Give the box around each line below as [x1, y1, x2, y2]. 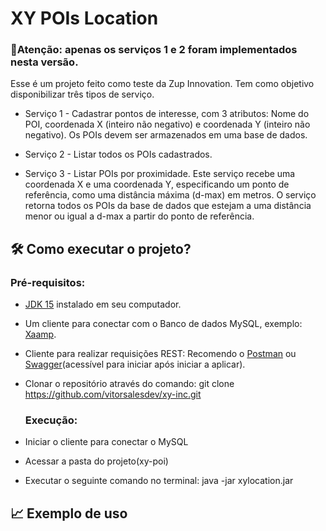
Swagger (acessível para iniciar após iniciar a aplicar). [24, 358, 246, 371]
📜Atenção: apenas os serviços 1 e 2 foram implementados [10, 43, 298, 57]
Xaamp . [24, 328, 57, 341]
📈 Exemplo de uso [10, 505, 128, 522]
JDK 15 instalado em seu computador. [24, 298, 182, 311]
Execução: [24, 413, 78, 427]
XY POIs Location [10, 7, 159, 30]
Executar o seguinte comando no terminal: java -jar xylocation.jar [24, 475, 294, 487]
